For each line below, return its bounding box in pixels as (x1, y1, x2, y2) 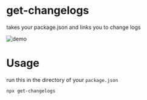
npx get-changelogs (6, 88, 56, 94)
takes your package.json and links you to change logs (6, 23, 141, 31)
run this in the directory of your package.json (6, 76, 118, 83)
